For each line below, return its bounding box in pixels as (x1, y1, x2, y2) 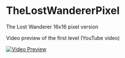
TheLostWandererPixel (6, 4, 120, 17)
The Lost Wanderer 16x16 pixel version (6, 23, 99, 30)
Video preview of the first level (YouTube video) (6, 34, 120, 41)
